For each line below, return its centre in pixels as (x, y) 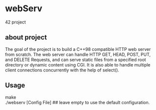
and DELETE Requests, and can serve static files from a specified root (76, 60)
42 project (15, 22)
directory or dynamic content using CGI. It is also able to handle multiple (78, 65)
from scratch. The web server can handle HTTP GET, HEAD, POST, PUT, (78, 54)
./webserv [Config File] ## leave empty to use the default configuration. (78, 102)
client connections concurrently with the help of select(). (62, 70)
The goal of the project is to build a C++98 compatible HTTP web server (78, 49)
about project (26, 37)
